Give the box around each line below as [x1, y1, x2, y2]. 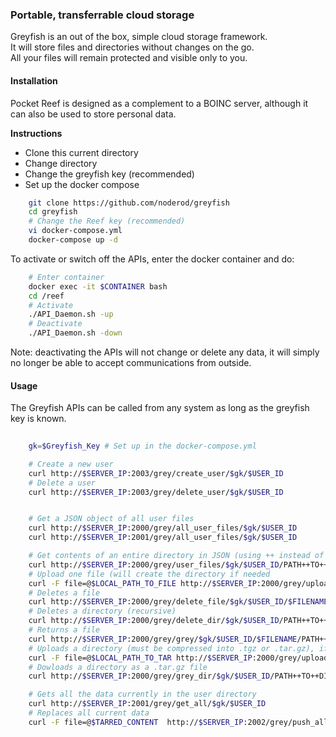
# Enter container [28, 272, 105, 282]
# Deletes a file [28, 588, 101, 598]
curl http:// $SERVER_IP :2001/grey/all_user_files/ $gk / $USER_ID [28, 533, 298, 543]
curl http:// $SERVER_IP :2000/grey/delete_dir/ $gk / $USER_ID [28, 616, 280, 626]
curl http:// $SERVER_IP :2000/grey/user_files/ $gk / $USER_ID [28, 559, 280, 570]
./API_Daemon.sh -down [28, 328, 123, 338]
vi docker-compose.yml [28, 226, 123, 236]
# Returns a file [28, 625, 101, 635]
